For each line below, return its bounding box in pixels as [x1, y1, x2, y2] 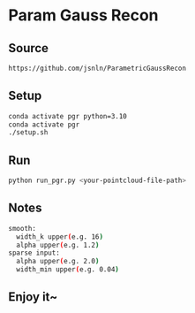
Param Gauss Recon [8, 5, 160, 26]
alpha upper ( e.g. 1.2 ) [16, 240, 100, 249]
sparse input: [8, 248, 61, 257]
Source [8, 41, 49, 56]
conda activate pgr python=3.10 [8, 111, 127, 120]
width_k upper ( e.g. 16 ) [16, 232, 103, 241]
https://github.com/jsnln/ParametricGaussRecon [8, 64, 187, 73]
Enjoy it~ [8, 289, 58, 305]
